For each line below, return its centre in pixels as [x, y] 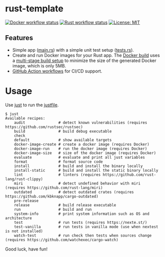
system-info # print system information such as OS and [82, 214]
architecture [19, 218]
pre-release [26, 201]
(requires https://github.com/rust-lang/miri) [54, 188]
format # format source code [58, 162]
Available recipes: [25, 118]
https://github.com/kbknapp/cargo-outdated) [52, 196]
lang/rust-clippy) [24, 179]
